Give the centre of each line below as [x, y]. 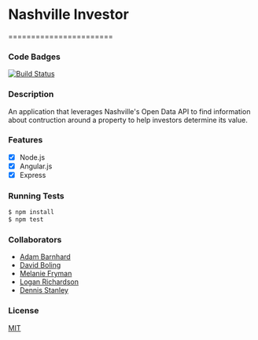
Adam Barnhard [45, 257]
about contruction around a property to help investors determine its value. [128, 120]
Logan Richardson [49, 282]
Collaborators [35, 239]
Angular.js [36, 166]
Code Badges [34, 57]
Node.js [32, 157]
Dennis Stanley [44, 290]
